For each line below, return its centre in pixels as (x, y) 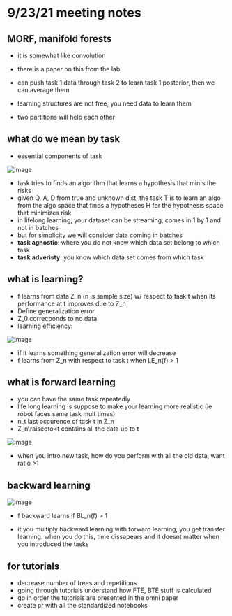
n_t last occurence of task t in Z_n (66, 422)
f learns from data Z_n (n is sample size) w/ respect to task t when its (116, 296)
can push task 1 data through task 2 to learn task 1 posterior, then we (116, 83)
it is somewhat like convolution (61, 55)
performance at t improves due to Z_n (72, 303)
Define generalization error (56, 311)
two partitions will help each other (66, 117)
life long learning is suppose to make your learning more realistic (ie (115, 406)
